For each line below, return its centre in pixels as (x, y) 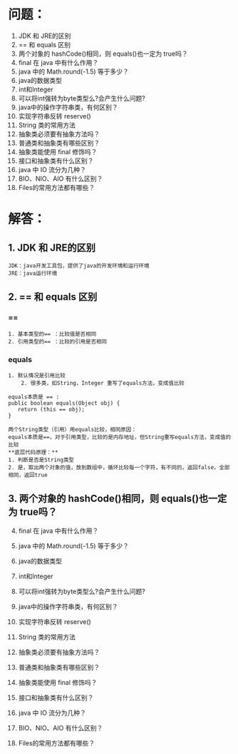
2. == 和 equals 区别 (53, 297)
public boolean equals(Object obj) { (64, 403)
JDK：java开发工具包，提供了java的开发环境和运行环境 (79, 266)
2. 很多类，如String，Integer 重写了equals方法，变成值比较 (103, 383)
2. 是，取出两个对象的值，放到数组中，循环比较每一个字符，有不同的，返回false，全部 (119, 467)
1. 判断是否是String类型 (41, 460)
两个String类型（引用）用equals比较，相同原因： (73, 429)
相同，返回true (28, 475)
